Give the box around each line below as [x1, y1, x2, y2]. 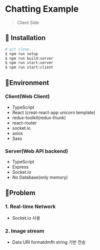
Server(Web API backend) [5, 148, 68, 155]
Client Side [17, 20, 39, 25]
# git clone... [5, 46, 36, 52]
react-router [12, 120, 37, 126]
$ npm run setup [5, 51, 38, 56]
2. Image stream [5, 227, 44, 234]
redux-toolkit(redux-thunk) [12, 114, 66, 120]
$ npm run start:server [5, 60, 54, 66]
